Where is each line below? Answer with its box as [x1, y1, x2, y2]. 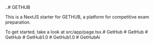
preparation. [5, 19, 31, 25]
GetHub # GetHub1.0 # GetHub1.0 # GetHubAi [5, 34, 100, 40]
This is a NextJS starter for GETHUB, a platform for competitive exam [5, 14, 149, 19]
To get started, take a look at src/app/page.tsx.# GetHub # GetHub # [5, 29, 148, 34]
